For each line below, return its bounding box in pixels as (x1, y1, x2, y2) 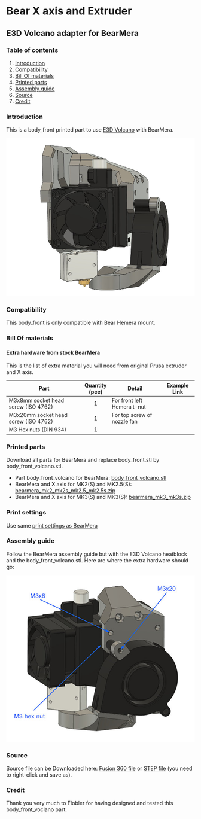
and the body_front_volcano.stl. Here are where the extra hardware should (6, 556, 189, 564)
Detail (127, 385, 143, 392)
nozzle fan (111, 418, 138, 425)
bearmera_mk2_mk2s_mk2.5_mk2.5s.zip (14, 487, 115, 494)
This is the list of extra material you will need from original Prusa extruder (6, 362, 187, 369)
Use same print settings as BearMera (6, 522, 98, 529)
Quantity (84, 382, 107, 389)
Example (166, 382, 189, 389)
